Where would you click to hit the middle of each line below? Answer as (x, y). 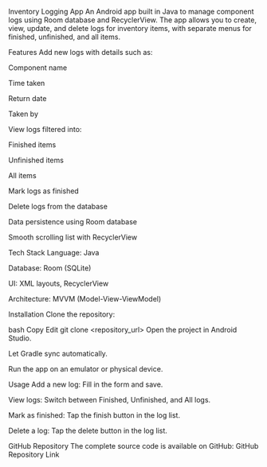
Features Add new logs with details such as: (80, 52)
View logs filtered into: (45, 129)
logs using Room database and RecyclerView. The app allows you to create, (133, 20)
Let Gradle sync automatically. (58, 354)
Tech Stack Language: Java (54, 253)
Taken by (23, 114)
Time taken (27, 83)
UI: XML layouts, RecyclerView (59, 283)
